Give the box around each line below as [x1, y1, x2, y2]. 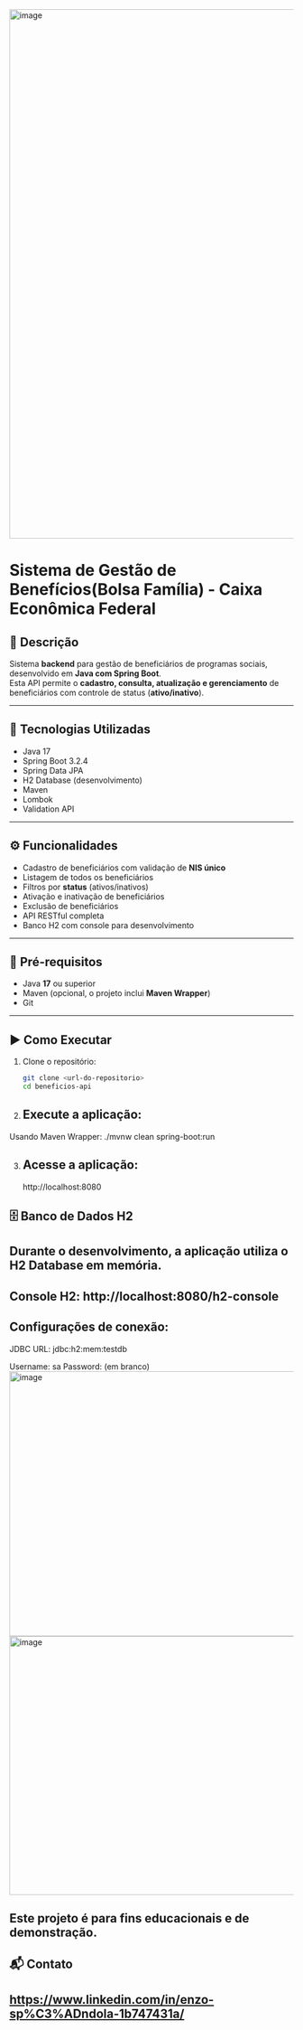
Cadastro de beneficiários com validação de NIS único [22, 862, 226, 873]
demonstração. [9, 1925, 97, 1940]
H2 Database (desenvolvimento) [22, 775, 142, 785]
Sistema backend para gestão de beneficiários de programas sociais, [9, 659, 268, 669]
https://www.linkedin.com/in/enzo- [9, 1992, 215, 2007]
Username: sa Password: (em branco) [9, 1360, 151, 1372]
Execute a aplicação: [22, 1107, 142, 1123]
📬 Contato [9, 1957, 74, 1972]
